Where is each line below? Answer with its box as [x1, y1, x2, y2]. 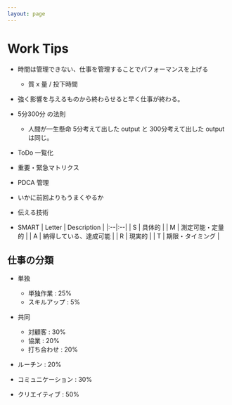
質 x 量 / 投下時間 [27, 79, 79, 88]
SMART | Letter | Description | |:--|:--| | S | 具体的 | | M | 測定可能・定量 [17, 223, 225, 231]
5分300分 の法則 [17, 110, 66, 118]
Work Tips [7, 40, 69, 56]
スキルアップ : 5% [27, 298, 81, 307]
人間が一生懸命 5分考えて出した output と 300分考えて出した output [27, 124, 225, 133]
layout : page [7, 10, 46, 18]
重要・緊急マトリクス [17, 163, 79, 172]
